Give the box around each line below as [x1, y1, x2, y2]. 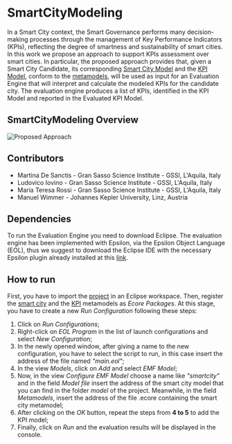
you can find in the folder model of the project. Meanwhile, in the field [17, 387, 217, 395]
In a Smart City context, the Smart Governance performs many [7, 28, 186, 36]
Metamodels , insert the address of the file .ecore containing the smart [17, 393, 217, 402]
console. [17, 431, 42, 439]
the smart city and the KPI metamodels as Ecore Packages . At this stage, [7, 299, 215, 308]
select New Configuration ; [17, 335, 93, 344]
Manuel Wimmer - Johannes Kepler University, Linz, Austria [17, 193, 188, 202]
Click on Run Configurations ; [17, 320, 100, 328]
